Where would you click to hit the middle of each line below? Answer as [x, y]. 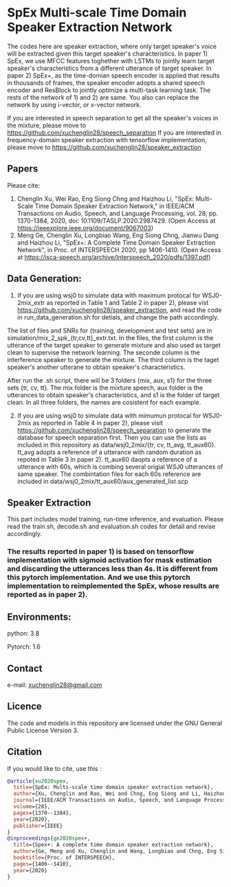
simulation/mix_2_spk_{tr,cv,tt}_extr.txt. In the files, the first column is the [110, 337]
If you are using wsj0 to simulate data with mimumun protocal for [109, 415]
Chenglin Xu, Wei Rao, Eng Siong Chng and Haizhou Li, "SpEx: [106, 199]
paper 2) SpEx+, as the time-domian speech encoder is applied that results [113, 75]
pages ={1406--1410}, [43, 864]
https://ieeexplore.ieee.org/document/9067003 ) [85, 227]
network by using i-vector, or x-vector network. [74, 104]
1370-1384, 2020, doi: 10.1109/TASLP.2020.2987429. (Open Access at [116, 221]
